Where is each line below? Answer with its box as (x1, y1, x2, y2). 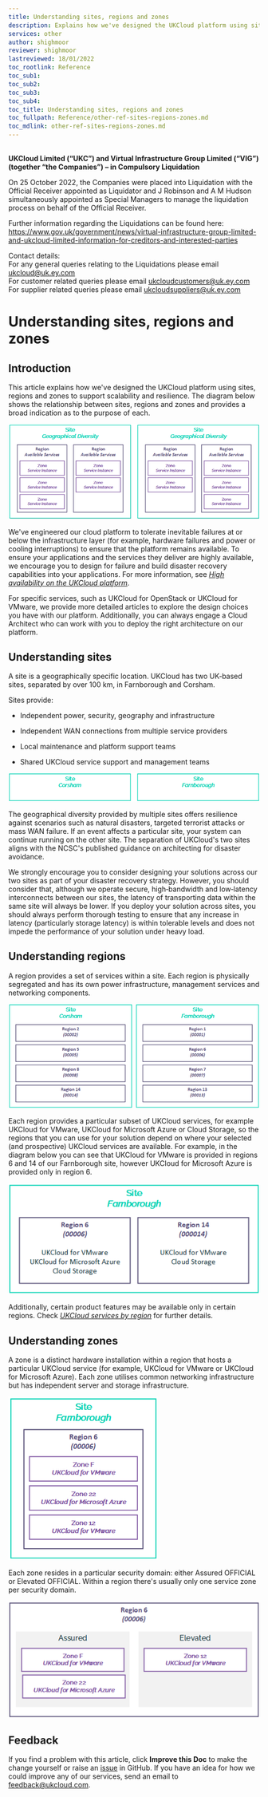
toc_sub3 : (8, 89, 41, 97)
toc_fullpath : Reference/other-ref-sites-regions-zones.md (8, 114, 209, 122)
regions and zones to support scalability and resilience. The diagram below (8, 391, 255, 401)
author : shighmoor (8, 38, 69, 46)
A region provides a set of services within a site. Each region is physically (8, 970, 250, 981)
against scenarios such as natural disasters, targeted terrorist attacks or (8, 818, 245, 827)
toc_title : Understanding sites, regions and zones (8, 105, 183, 113)
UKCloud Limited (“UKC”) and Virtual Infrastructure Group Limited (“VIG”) (8, 154, 259, 163)
